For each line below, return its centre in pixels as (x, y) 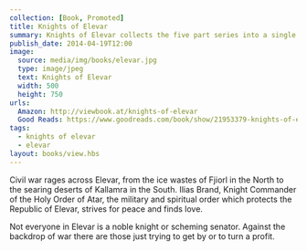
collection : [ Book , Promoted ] (67, 18)
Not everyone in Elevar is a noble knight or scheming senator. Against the (148, 226)
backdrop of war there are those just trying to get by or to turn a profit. (143, 236)
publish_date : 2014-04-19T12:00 (71, 43)
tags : (20, 129)
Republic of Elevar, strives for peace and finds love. (106, 209)
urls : (20, 103)
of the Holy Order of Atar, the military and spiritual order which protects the (151, 199)
